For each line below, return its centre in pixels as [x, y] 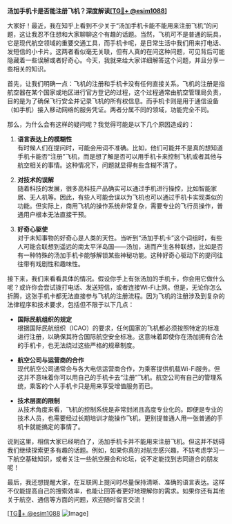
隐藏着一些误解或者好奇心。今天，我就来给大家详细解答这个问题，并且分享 [113, 60]
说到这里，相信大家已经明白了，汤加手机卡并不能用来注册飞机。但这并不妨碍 [116, 442]
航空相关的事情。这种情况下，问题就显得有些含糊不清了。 [99, 165]
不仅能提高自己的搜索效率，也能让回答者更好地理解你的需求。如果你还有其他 [116, 491]
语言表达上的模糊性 [45, 139]
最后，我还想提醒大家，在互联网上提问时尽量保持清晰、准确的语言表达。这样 [116, 482]
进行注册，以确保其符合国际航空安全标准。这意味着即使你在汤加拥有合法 [120, 337]
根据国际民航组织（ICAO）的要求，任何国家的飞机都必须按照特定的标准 [118, 328]
